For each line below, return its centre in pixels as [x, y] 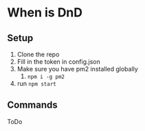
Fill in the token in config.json [59, 62]
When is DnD [45, 13]
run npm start [36, 83]
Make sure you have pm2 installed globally [78, 69]
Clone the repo [38, 54]
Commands [33, 105]
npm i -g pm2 [46, 77]
